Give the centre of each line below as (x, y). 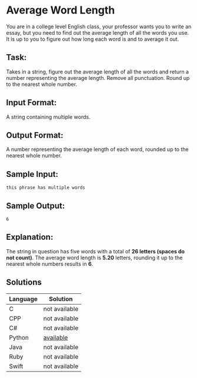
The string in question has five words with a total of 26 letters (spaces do (96, 251)
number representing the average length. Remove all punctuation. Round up (98, 78)
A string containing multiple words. (48, 117)
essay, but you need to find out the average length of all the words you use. (98, 32)
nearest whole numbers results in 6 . (50, 264)
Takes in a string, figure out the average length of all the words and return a (98, 72)
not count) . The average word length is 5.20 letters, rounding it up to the (94, 257)
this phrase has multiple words (46, 188)
